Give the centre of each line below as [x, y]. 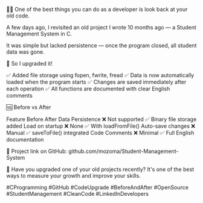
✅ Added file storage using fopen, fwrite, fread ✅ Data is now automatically [100, 75]
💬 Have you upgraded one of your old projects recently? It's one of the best [100, 169]
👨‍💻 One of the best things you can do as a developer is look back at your [97, 9]
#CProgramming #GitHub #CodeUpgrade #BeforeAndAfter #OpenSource [98, 187]
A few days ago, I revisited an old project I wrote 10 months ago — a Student [101, 27]
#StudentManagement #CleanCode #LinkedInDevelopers [78, 194]
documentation [25, 139]
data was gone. [25, 52]
